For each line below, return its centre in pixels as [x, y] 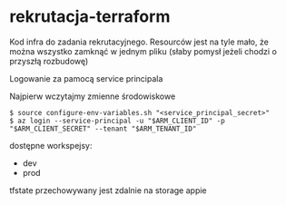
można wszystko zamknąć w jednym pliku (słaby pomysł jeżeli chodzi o [143, 51]
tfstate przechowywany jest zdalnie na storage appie [108, 190]
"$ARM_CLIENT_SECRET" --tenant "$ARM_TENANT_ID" [103, 129]
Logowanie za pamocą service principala [86, 78]
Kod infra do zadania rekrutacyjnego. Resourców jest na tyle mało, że [139, 42]
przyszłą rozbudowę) [49, 61]
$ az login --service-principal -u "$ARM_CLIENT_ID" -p [117, 121]
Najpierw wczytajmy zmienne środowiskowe [93, 96]
